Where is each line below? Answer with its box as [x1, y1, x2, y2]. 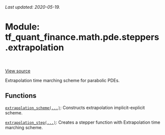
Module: [5, 22, 40, 32]
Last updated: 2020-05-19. [5, 4, 61, 10]
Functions [5, 91, 37, 100]
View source [5, 68, 31, 74]
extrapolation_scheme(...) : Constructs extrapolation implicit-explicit [5, 105, 145, 111]
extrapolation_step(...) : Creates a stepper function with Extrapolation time [5, 119, 161, 125]
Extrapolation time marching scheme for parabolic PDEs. [5, 77, 120, 83]
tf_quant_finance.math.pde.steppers [5, 32, 160, 43]
